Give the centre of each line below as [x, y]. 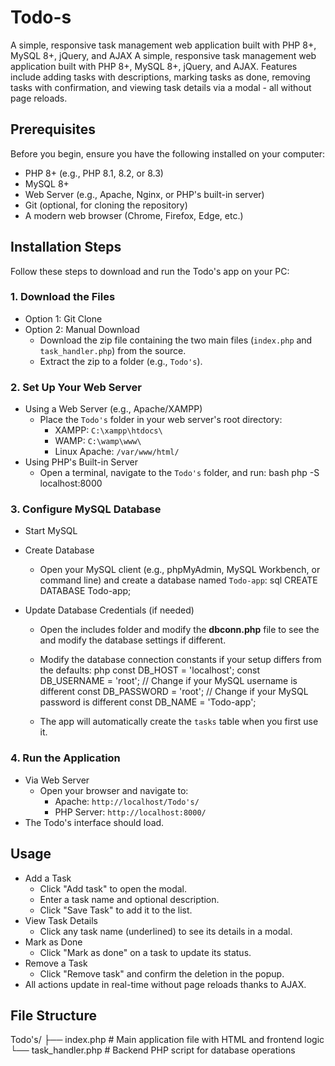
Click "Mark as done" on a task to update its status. [145, 952]
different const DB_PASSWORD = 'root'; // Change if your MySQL [174, 692]
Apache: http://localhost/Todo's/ [127, 801]
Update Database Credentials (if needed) [109, 610]
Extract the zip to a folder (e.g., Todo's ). [121, 361]
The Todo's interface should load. [94, 822]
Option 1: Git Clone [63, 318]
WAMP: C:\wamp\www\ [98, 441]
